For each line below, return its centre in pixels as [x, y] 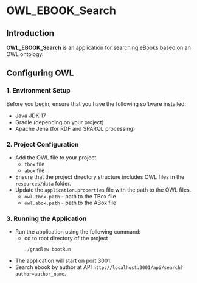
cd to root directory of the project [66, 239]
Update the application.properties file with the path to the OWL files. [103, 190]
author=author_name [40, 274]
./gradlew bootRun [47, 250]
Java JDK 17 [31, 116]
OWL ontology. [25, 54]
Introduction [30, 33]
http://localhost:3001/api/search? [138, 268]
